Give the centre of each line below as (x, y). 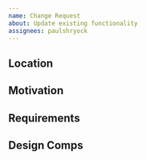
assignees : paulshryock (48, 31)
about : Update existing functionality (73, 23)
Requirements (44, 118)
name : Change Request (45, 16)
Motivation (36, 90)
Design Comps (46, 145)
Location (31, 63)
